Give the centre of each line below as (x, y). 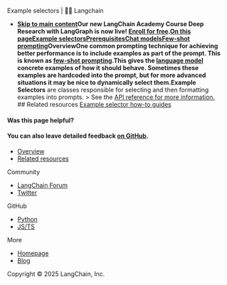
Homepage (33, 253)
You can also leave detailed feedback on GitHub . (78, 136)
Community (23, 171)
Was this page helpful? (41, 120)
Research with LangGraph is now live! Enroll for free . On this (104, 31)
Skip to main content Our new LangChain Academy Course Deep (110, 24)
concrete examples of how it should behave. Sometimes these (108, 68)
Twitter (27, 192)
